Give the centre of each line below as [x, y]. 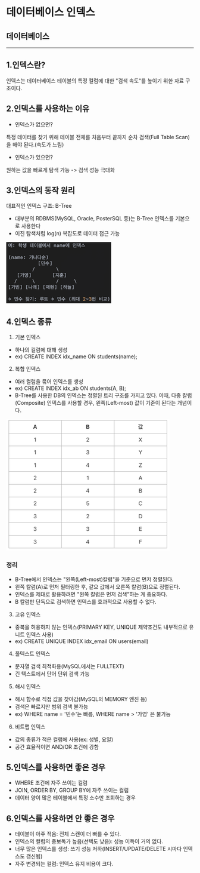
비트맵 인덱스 [30, 727]
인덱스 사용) [40, 634]
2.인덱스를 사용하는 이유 [48, 109]
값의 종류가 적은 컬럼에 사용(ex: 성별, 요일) [64, 739]
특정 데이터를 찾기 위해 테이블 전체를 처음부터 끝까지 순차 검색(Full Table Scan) [98, 137]
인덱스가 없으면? [34, 124]
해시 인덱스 [28, 686]
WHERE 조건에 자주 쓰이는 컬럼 [51, 783]
